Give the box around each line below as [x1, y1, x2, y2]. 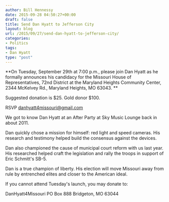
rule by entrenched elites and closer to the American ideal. [5, 171, 128, 177]
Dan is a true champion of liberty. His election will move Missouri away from [5, 166, 164, 172]
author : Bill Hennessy [5, 7, 53, 13]
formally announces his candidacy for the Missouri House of [5, 74, 132, 80]
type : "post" [5, 54, 33, 60]
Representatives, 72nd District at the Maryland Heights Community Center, [5, 79, 161, 85]
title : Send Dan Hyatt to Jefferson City [5, 21, 94, 27]
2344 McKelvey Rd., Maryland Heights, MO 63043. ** [5, 85, 118, 91]
